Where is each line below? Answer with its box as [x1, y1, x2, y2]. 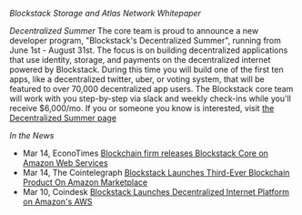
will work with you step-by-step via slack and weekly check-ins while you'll [9, 93, 291, 104]
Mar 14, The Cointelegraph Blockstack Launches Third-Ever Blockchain [22, 168, 290, 178]
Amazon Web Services [22, 158, 108, 168]
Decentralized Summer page [9, 113, 116, 123]
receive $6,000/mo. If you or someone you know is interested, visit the [9, 103, 275, 113]
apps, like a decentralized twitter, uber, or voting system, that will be [9, 74, 266, 85]
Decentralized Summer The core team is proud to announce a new [9, 26, 259, 36]
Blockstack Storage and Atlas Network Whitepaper [9, 8, 202, 18]
